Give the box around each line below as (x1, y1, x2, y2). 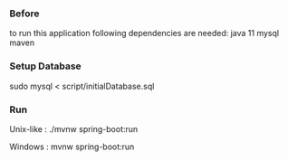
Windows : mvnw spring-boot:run (9, 141, 135, 152)
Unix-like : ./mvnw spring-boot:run (9, 123, 139, 134)
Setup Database (9, 60, 82, 72)
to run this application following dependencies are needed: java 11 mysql (9, 28, 279, 39)
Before (9, 7, 40, 20)
